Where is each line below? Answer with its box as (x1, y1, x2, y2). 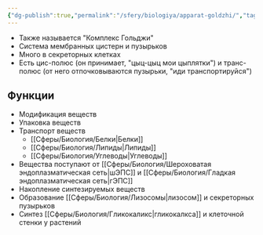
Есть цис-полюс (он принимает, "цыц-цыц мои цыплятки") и (18, 58, 222, 67)
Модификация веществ (18, 110, 97, 119)
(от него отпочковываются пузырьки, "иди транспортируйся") (42, 66, 253, 75)
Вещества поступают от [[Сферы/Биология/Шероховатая (18, 160, 212, 169)
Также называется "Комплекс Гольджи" (18, 33, 154, 42)
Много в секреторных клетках (18, 49, 121, 59)
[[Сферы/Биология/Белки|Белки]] (30, 135, 144, 144)
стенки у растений (18, 218, 82, 227)
